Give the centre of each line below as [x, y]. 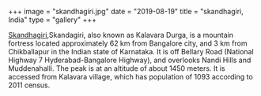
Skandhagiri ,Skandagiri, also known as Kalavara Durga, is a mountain [121, 35]
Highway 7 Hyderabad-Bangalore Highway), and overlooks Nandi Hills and [130, 60]
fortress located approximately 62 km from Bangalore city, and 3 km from [128, 43]
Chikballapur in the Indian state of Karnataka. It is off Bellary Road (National [131, 52]
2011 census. [29, 85]
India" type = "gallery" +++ [53, 20]
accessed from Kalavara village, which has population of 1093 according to [130, 77]
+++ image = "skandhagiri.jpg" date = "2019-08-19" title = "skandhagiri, [126, 11]
